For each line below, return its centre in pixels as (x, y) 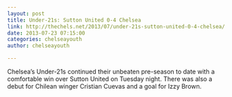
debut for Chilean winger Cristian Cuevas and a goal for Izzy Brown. (105, 86)
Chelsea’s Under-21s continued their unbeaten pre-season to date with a (111, 71)
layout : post (26, 14)
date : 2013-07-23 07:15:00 (46, 33)
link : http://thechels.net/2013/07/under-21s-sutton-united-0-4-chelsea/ (116, 26)
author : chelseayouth (39, 46)
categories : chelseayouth (44, 39)
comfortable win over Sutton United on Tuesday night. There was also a (110, 79)
